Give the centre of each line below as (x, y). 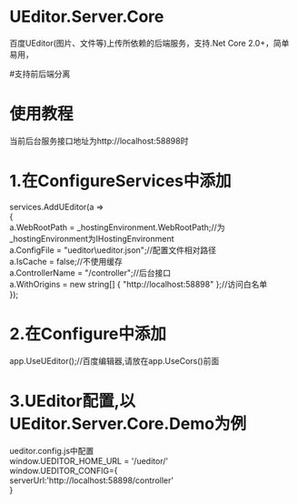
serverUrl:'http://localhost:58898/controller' (92, 480)
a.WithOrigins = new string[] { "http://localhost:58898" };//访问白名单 (139, 284)
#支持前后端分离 (40, 74)
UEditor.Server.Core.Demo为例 (128, 423)
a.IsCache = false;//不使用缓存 (66, 261)
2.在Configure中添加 (88, 334)
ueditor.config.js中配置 (52, 450)
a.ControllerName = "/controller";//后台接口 (90, 272)
